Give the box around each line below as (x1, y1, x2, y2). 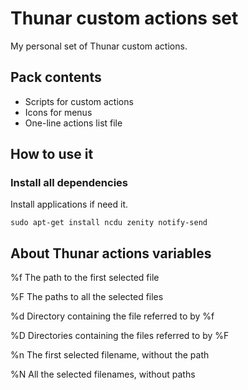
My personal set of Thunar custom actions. (10, 40, 188, 52)
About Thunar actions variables (10, 245, 212, 262)
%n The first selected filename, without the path (10, 349, 210, 361)
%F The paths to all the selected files (10, 291, 164, 303)
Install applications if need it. (10, 198, 129, 211)
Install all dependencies (10, 176, 128, 190)
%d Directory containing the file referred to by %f (10, 310, 215, 322)
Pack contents (10, 69, 102, 86)
